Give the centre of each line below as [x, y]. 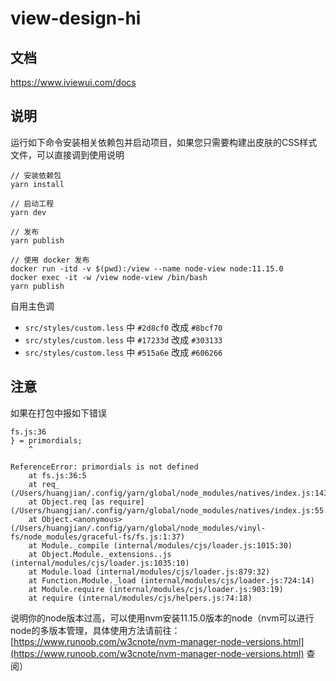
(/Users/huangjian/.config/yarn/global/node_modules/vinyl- [138, 528]
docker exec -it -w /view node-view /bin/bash [109, 277]
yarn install [37, 184]
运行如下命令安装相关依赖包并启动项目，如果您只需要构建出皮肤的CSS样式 [164, 142]
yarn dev [28, 212]
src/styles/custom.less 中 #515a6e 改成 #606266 [123, 352]
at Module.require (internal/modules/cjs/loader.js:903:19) [156, 589]
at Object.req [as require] [86, 502]
